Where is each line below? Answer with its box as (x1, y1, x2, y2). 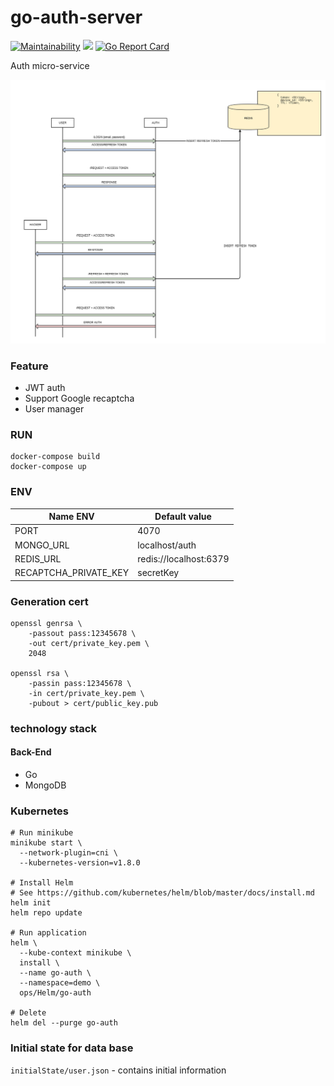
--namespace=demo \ (19, 978, 101, 988)
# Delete (10, 1008, 47, 1018)
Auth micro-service (10, 59, 90, 71)
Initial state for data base (10, 1041, 134, 1055)
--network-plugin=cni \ (19, 848, 118, 858)
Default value (154, 511, 212, 523)
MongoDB (24, 779, 67, 791)
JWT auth (24, 382, 66, 394)
